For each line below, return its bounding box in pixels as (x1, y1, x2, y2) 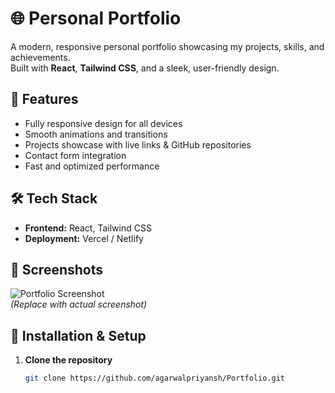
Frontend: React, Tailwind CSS (24, 222, 152, 234)
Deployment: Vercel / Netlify (24, 232, 144, 244)
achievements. (10, 51, 71, 63)
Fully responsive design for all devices (24, 117, 183, 129)
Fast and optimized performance (24, 160, 160, 172)
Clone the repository (24, 354, 113, 366)
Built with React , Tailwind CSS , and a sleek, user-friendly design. (10, 62, 280, 74)
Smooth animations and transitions (24, 128, 168, 140)
